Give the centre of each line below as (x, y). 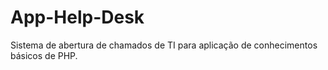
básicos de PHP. (44, 55)
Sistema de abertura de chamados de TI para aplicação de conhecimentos (164, 45)
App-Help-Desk (77, 17)
